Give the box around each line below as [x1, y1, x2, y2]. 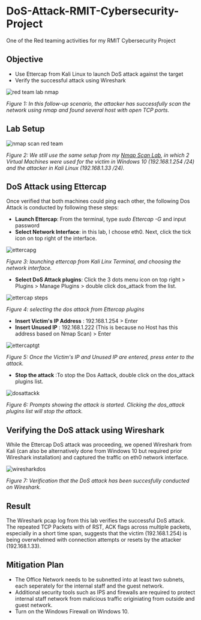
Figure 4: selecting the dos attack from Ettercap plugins [6, 305, 145, 313]
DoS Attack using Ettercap [6, 182, 107, 192]
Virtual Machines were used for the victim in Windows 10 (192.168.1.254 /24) [6, 158, 195, 165]
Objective [6, 54, 44, 64]
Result [6, 501, 31, 511]
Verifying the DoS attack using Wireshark [6, 425, 165, 435]
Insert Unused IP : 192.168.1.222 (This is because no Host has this [14, 324, 178, 331]
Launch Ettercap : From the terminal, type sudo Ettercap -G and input [14, 215, 186, 223]
